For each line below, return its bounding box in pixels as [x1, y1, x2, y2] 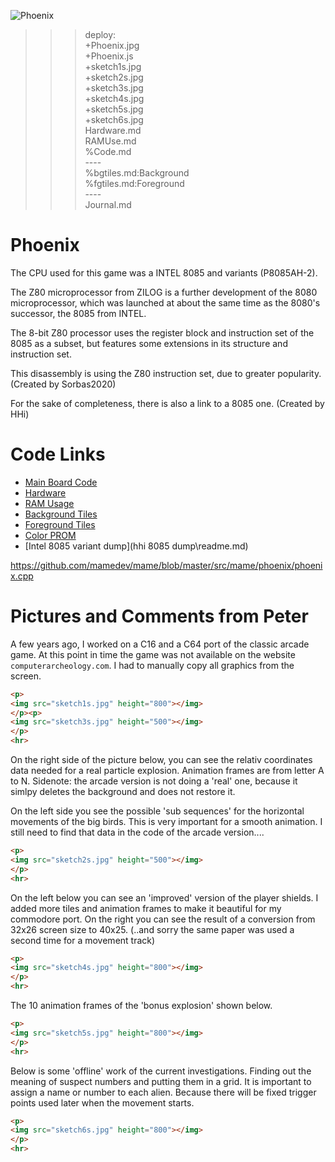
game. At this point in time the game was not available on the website [10, 648, 296, 660]
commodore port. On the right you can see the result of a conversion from [10, 913, 316, 925]
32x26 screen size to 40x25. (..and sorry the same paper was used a [10, 923, 295, 935]
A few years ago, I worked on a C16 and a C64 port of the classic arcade [10, 638, 310, 650]
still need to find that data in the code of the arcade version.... [10, 826, 265, 839]
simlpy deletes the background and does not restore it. [10, 786, 236, 798]
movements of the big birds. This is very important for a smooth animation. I [10, 816, 323, 828]
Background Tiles [24, 508, 98, 520]
